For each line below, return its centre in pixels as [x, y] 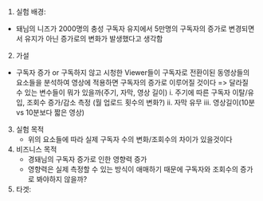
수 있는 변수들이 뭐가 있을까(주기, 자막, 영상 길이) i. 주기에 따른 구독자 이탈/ [132, 93]
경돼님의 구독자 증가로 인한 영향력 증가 [87, 159]
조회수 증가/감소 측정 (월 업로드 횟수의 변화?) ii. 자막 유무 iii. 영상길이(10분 [141, 102]
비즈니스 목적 [36, 149]
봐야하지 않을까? [62, 179]
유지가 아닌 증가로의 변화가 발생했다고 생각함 [94, 39]
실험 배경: [31, 12]
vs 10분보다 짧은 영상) [50, 112]
